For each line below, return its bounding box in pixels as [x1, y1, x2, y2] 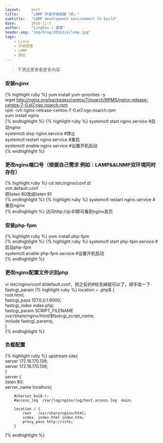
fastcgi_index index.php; [5, 302, 55, 308]
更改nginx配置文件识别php [5, 269, 69, 276]
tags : [5, 35, 16, 40]
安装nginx [5, 80, 29, 87]
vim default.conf [5, 185, 38, 191]
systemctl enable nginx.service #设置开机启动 [5, 142, 98, 148]
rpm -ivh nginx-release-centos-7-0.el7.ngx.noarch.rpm [5, 107, 116, 113]
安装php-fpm [5, 222, 37, 229]
